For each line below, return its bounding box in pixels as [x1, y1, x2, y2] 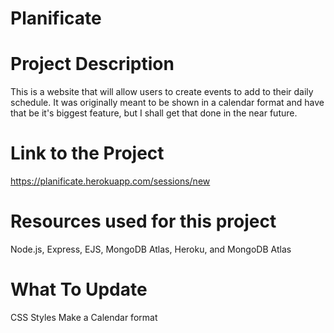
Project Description [10, 53, 175, 76]
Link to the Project [10, 142, 165, 165]
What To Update [10, 278, 148, 301]
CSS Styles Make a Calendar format [10, 311, 158, 323]
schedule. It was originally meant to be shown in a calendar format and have [10, 97, 325, 109]
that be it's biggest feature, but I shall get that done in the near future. [10, 107, 298, 119]
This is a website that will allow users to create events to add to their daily [10, 86, 314, 98]
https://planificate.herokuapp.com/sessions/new [10, 175, 211, 187]
